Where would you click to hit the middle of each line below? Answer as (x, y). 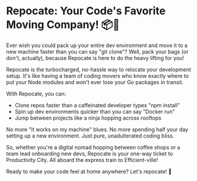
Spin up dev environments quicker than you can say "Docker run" (95, 111)
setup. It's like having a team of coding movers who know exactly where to (97, 76)
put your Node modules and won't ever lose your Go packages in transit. (95, 82)
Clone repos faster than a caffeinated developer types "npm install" (97, 105)
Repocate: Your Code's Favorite (86, 11)
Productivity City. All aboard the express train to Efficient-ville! (82, 160)
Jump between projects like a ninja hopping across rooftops (88, 118)
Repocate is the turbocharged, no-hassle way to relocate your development (99, 69)
